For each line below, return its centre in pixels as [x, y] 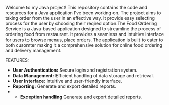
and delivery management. [33, 50]
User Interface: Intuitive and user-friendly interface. [67, 81]
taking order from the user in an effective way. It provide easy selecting [80, 18]
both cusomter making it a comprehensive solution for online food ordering [84, 45]
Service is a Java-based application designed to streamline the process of [83, 29]
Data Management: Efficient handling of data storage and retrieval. [83, 75]
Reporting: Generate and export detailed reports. [64, 86]
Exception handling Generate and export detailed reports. [81, 97]
